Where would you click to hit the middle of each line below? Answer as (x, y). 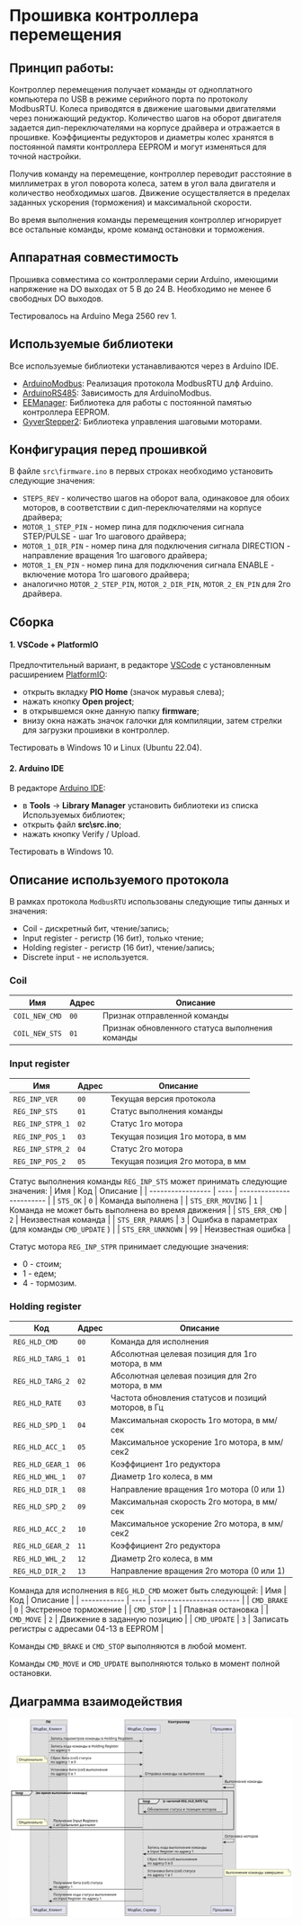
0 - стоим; (42, 1263)
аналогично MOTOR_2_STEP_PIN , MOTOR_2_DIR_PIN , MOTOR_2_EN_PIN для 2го (156, 584)
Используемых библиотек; (74, 815)
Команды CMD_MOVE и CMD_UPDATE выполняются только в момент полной (145, 1663)
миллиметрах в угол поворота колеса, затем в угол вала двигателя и (143, 183)
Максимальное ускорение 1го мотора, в (189, 1442)
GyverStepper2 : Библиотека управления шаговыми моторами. (142, 421)
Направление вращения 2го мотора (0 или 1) (198, 1571)
